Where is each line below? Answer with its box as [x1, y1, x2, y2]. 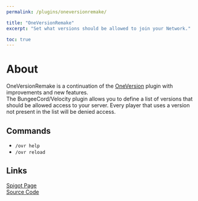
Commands [6, 125, 51, 136]
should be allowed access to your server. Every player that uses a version [6, 102, 190, 109]
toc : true [6, 36, 31, 42]
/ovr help [15, 143, 41, 149]
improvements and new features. [6, 89, 89, 96]
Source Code [6, 188, 39, 196]
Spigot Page [6, 182, 37, 189]
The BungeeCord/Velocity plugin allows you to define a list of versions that [6, 95, 193, 103]
